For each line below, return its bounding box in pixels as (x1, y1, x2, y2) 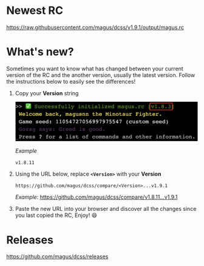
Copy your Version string (15, 89, 79, 97)
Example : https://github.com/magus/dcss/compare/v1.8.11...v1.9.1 (15, 193, 178, 201)
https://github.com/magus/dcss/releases (6, 253, 109, 261)
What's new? (6, 45, 74, 59)
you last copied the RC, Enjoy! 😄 (15, 211, 97, 219)
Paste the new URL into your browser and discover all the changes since (15, 205, 197, 213)
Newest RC (6, 4, 64, 18)
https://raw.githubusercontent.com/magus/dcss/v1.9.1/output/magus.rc (6, 24, 184, 31)
